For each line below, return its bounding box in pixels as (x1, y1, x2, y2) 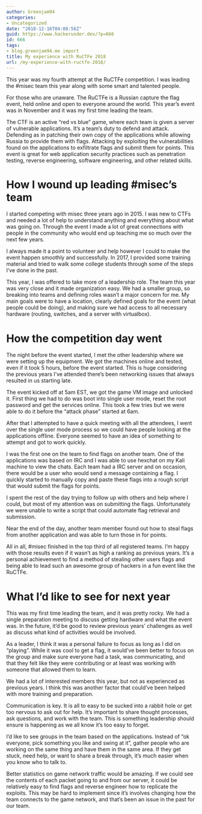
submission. (6, 513, 36, 521)
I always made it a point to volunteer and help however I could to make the (6, 247, 191, 255)
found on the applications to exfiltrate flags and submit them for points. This (6, 144, 195, 151)
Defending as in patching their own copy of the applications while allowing (6, 131, 191, 138)
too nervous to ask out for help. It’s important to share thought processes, (6, 709, 189, 716)
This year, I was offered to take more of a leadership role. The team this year (6, 278, 195, 286)
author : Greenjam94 (6, 8, 55, 15)
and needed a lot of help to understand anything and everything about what (6, 217, 194, 224)
